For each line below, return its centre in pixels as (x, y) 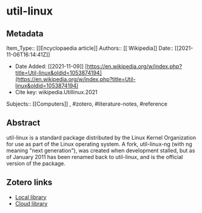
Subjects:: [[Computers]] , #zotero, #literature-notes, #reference (87, 104)
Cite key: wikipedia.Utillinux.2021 (56, 92)
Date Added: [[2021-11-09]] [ (51, 66)
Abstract (23, 123)
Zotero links (29, 182)
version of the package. (36, 163)
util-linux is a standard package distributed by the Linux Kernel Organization (101, 137)
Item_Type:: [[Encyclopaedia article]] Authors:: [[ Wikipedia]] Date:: (90, 48)
